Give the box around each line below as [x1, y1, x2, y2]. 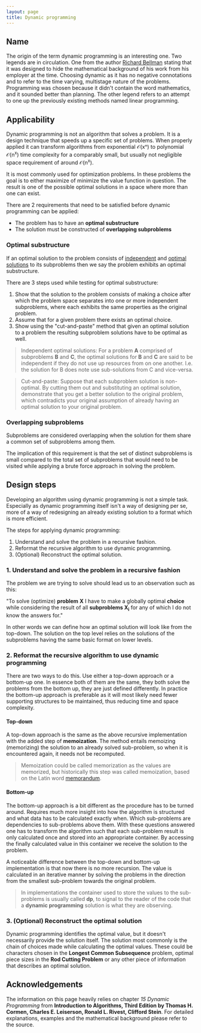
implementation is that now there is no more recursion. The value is [6, 864, 172, 872]
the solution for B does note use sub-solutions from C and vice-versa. [20, 366, 193, 373]
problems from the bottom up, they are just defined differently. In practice [6, 685, 188, 692]
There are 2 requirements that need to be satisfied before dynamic [6, 202, 170, 209]
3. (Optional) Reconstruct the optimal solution [6, 917, 142, 925]
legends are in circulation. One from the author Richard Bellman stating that [6, 59, 192, 66]
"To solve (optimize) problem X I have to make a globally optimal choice [6, 598, 184, 605]
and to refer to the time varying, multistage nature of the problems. [6, 78, 171, 85]
